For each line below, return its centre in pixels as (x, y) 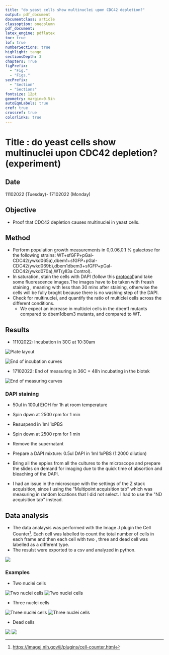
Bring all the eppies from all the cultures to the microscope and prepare (87, 463)
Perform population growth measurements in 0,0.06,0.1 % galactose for (86, 250)
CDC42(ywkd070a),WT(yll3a (43, 271)
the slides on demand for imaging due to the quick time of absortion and (87, 469)
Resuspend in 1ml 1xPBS (37, 424)
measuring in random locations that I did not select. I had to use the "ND (87, 494)
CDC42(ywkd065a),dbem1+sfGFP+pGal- (55, 261)
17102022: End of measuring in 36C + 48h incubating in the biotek (81, 371)
